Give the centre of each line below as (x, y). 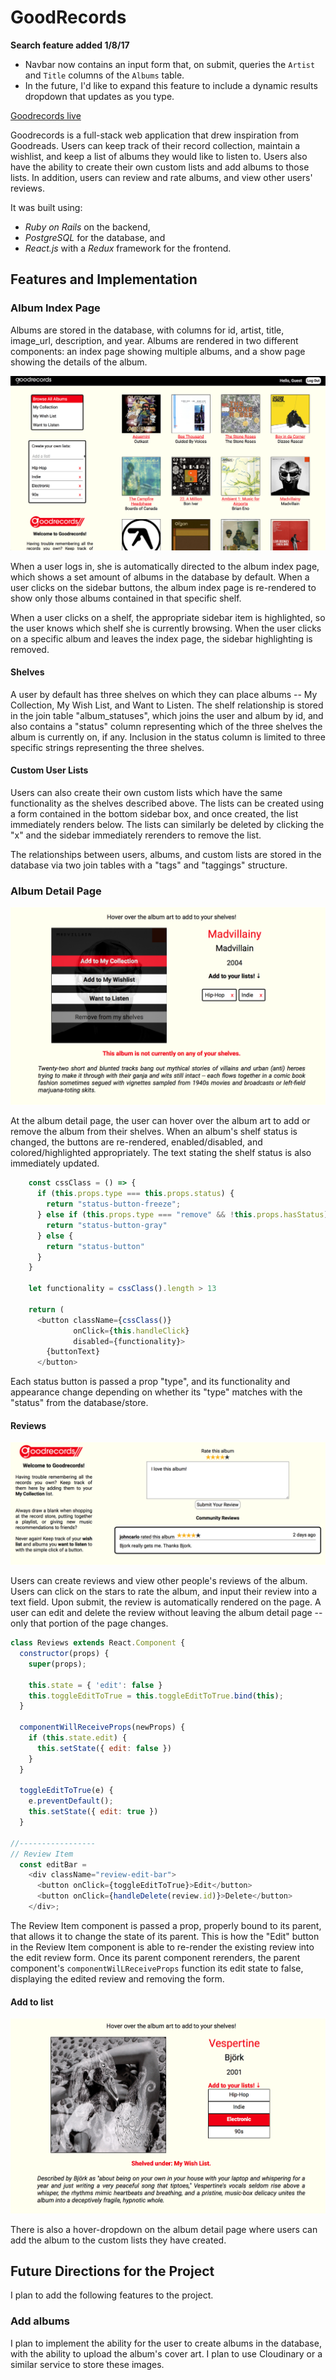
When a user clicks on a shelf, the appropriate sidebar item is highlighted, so (168, 617)
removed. (30, 649)
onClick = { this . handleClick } (131, 1331)
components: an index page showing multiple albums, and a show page (158, 351)
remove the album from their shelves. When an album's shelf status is (154, 1132)
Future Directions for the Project (112, 2271)
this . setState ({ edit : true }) (93, 1812)
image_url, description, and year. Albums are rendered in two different (154, 340)
